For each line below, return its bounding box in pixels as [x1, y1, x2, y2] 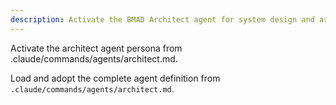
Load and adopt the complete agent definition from [10, 72, 221, 84]
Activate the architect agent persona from [10, 42, 183, 54]
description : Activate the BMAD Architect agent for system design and [10, 14, 315, 25]
